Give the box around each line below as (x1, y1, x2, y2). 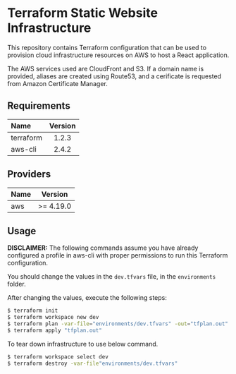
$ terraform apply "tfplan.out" (7, 327, 102, 334)
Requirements (7, 100, 70, 112)
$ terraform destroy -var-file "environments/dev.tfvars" (7, 360, 178, 367)
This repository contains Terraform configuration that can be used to (7, 43, 206, 52)
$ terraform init (7, 307, 58, 315)
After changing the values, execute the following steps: (7, 294, 168, 302)
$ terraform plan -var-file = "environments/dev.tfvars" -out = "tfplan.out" (7, 320, 229, 327)
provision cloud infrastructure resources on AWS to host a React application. (7, 51, 230, 59)
